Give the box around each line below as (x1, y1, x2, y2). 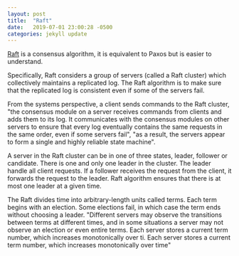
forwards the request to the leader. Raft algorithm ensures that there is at (7, 174, 221, 183)
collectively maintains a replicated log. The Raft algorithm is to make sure (7, 79, 222, 87)
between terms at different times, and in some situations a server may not (7, 218, 224, 227)
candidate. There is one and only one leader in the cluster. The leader (7, 159, 211, 168)
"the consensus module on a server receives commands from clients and (7, 107, 222, 116)
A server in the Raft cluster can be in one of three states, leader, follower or (7, 151, 228, 160)
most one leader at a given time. (7, 182, 102, 191)
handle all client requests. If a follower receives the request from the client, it (7, 166, 232, 175)
